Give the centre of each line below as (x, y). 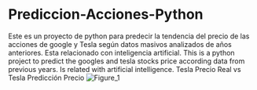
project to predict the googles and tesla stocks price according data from (127, 61)
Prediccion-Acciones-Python (106, 14)
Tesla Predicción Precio (46, 77)
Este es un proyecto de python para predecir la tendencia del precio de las (129, 36)
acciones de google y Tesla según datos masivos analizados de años (120, 44)
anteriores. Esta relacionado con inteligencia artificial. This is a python (121, 52)
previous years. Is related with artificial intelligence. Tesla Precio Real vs (125, 69)
